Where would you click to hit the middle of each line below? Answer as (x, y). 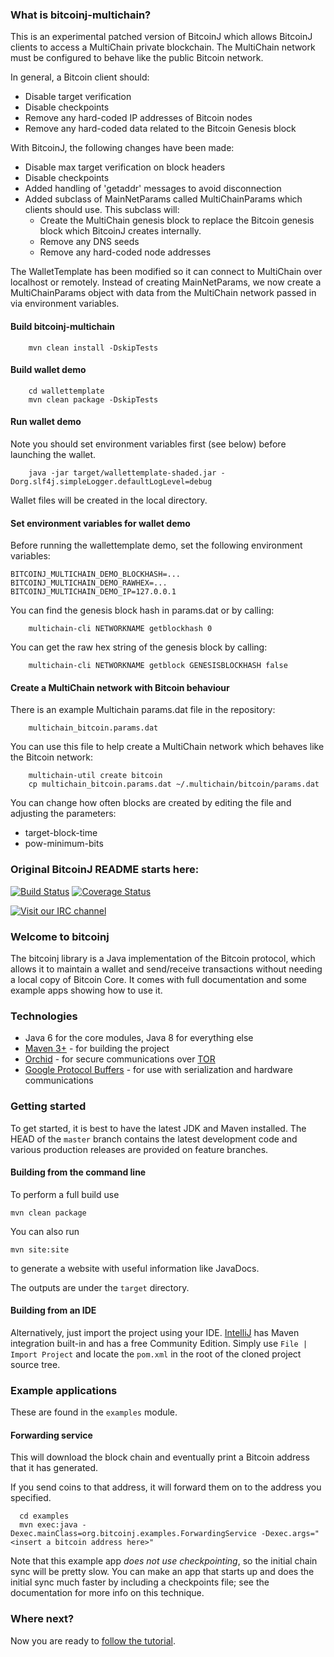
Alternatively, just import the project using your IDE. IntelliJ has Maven (155, 1332)
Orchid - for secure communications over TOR (120, 1059)
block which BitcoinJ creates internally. (120, 231)
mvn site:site (40, 1249)
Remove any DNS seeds (89, 242)
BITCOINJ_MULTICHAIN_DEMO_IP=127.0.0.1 (93, 592)
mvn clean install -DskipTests (93, 348)
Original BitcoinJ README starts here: (105, 870)
